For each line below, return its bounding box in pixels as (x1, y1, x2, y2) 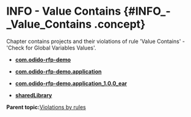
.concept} (93, 17, 146, 31)
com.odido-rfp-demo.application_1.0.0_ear (15, 80, 127, 87)
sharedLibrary (15, 91, 52, 99)
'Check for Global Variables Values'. (6, 44, 96, 51)
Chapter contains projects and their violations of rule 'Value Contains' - (6, 37, 185, 45)
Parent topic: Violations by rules (6, 103, 87, 111)
